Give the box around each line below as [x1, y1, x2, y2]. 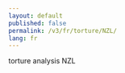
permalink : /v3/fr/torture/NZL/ [8, 26, 117, 34]
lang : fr [8, 34, 38, 43]
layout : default [8, 11, 63, 20]
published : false [8, 19, 67, 27]
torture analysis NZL [8, 56, 77, 66]
